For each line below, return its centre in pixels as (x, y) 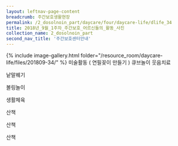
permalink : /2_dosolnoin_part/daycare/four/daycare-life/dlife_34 (89, 22)
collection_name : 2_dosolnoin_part (50, 33)
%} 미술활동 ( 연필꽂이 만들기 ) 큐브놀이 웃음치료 (115, 62)
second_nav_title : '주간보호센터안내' (48, 39)
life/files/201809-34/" (32, 62)
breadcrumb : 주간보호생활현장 (38, 17)
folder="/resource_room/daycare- (122, 55)
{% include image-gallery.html (43, 55)
